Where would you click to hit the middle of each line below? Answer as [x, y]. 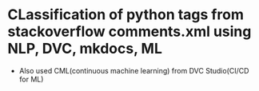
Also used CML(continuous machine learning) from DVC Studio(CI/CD [134, 70]
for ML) [31, 79]
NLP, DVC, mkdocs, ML [85, 49]
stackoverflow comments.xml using [129, 32]
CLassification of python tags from [126, 15]
